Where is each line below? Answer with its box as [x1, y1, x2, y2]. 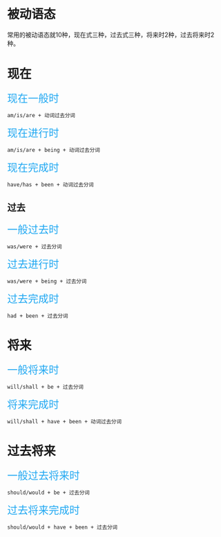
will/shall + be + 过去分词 [7, 383, 84, 390]
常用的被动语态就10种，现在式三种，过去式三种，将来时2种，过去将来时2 [7, 30, 215, 39]
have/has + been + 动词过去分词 [7, 181, 95, 188]
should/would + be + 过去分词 [7, 489, 90, 496]
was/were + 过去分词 [7, 243, 62, 250]
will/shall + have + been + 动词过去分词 [7, 418, 122, 425]
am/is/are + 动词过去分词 [7, 112, 76, 118]
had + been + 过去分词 [7, 312, 68, 319]
